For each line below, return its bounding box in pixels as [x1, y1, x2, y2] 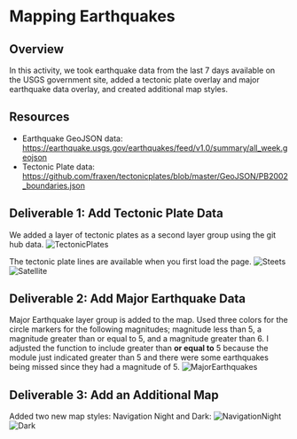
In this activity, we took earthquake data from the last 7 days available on [9, 65, 276, 75]
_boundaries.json [21, 180, 86, 191]
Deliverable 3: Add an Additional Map [9, 388, 219, 403]
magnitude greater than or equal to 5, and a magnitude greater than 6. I [9, 333, 269, 344]
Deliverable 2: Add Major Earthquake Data [9, 291, 246, 307]
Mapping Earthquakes [9, 6, 176, 27]
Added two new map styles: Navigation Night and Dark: [9, 411, 212, 422]
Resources [9, 109, 70, 125]
